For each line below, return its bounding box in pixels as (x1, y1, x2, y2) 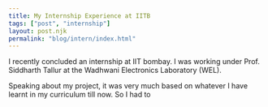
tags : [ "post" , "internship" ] (8, 19, 111, 28)
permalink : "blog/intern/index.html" (8, 34, 136, 43)
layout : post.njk (8, 27, 67, 35)
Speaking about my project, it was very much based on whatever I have (8, 81, 249, 91)
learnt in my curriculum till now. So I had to (8, 90, 151, 100)
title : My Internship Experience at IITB (8, 11, 151, 20)
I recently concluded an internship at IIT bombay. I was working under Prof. (8, 57, 260, 66)
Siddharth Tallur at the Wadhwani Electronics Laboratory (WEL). (8, 66, 222, 75)
